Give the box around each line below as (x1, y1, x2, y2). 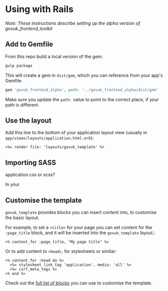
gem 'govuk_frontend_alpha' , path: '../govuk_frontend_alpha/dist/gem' (5, 87, 158, 92)
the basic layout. (5, 215, 40, 221)
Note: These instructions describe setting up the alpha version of (5, 20, 140, 26)
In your (5, 181, 20, 187)
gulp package (5, 63, 33, 68)
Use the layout (5, 116, 52, 125)
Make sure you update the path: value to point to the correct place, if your (5, 96, 159, 103)
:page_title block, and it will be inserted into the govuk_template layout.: (5, 230, 155, 236)
